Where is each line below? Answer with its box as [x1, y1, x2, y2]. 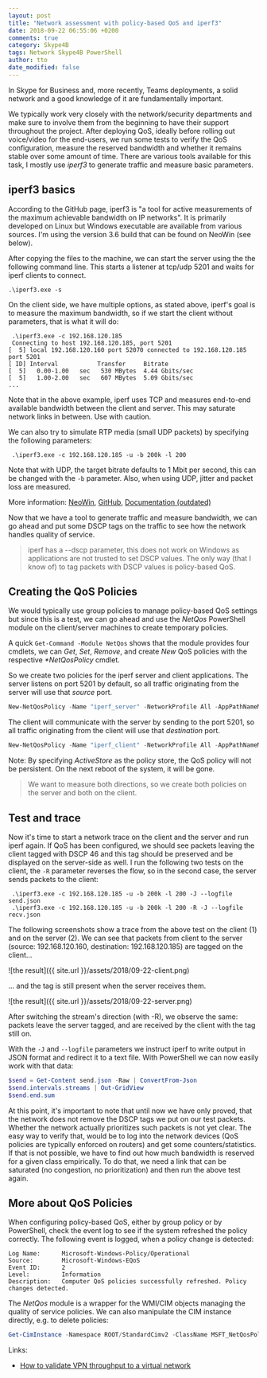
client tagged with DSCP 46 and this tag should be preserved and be [8, 849, 234, 858]
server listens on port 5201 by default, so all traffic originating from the [8, 679, 240, 689]
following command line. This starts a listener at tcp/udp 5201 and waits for [8, 262, 254, 271]
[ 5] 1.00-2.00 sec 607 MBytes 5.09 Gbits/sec [8, 373, 194, 382]
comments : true [8, 33, 59, 42]
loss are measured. [8, 482, 72, 491]
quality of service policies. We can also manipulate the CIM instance [8, 1307, 232, 1317]
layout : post [8, 11, 52, 20]
